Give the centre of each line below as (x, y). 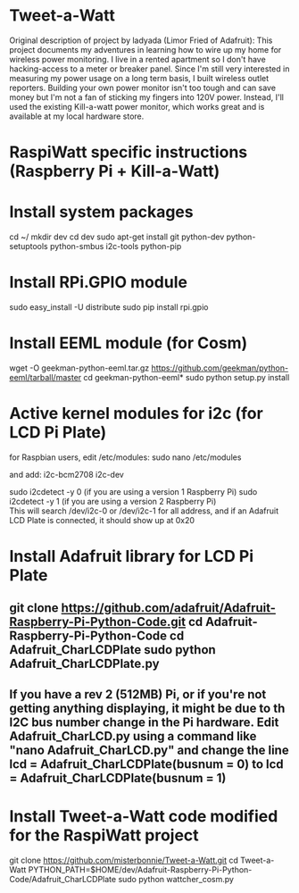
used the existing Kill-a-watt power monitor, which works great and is (137, 106)
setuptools (29, 246)
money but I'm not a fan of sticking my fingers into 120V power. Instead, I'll (146, 97)
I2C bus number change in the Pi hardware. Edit (144, 722)
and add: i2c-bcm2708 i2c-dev (67, 474)
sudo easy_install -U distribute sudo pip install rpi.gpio (109, 307)
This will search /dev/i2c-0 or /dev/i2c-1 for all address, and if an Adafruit (144, 511)
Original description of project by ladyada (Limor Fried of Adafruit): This (141, 40)
